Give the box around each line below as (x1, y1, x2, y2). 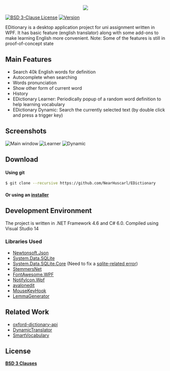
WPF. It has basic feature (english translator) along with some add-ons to (5, 30, 159, 36)
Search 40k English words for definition (12, 69, 96, 75)
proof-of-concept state (5, 41, 54, 46)
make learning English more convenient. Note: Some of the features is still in (5, 35, 165, 41)
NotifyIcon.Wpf (12, 277, 45, 283)
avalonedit (12, 282, 35, 288)
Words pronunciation (12, 79, 57, 86)
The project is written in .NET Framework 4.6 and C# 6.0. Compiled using (5, 220, 159, 226)
